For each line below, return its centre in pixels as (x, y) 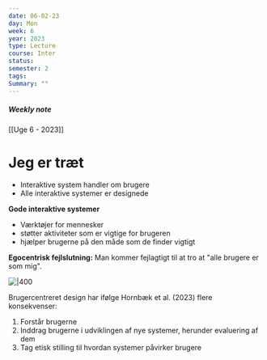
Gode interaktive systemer (54, 209)
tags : (17, 76)
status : (21, 61)
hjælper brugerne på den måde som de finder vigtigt (108, 242)
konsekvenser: (33, 306)
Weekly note (30, 109)
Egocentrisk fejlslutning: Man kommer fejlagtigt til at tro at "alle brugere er (133, 258)
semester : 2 (28, 69)
